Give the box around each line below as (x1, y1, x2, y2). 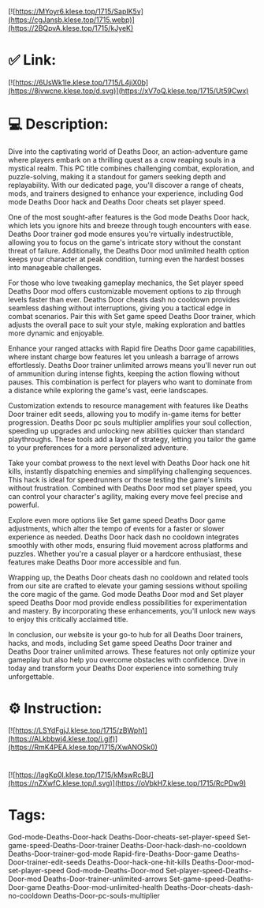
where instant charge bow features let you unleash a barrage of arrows (8, 351, 240, 362)
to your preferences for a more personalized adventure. (8, 442, 189, 452)
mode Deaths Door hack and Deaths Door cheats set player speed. (8, 197, 226, 206)
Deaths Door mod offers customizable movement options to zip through (8, 286, 242, 295)
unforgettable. (8, 671, 54, 681)
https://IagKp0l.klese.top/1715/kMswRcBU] (15, 770, 154, 779)
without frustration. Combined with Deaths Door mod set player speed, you (8, 483, 252, 493)
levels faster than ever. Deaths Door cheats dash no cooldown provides (8, 295, 240, 304)
